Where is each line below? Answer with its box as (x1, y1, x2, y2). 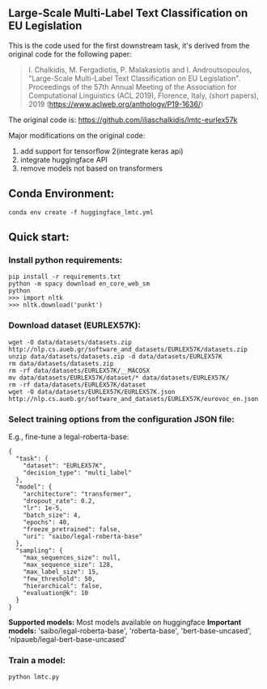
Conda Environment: (8, 187, 115, 201)
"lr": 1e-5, (23, 504, 63, 512)
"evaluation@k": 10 (23, 589, 89, 597)
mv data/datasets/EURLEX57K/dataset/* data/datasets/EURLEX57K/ (8, 374, 230, 382)
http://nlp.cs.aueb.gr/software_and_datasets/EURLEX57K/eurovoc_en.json (8, 395, 259, 403)
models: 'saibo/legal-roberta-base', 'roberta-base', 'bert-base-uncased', (8, 626, 252, 636)
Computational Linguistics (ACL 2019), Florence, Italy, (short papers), (28, 91, 259, 100)
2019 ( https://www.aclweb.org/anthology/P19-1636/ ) (28, 99, 204, 108)
